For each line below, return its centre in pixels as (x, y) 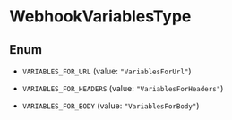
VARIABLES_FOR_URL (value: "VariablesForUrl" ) (107, 71)
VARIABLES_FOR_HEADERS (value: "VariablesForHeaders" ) (123, 88)
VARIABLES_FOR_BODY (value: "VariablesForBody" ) (111, 106)
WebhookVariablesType (100, 17)
